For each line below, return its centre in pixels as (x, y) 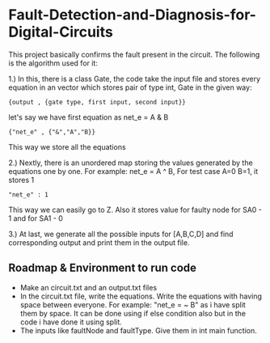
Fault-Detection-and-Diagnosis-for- (133, 15)
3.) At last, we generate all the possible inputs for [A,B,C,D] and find (121, 234)
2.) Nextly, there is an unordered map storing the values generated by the (131, 163)
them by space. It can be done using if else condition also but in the (133, 313)
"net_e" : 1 (28, 195)
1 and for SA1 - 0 (36, 218)
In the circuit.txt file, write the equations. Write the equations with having (141, 296)
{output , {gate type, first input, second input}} (97, 102)
